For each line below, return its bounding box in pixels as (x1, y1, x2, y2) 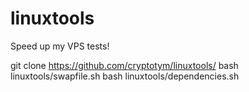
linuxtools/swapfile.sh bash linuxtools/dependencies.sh (10, 70, 240, 82)
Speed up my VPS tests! (10, 40, 110, 52)
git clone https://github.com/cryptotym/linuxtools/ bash (10, 59, 239, 71)
